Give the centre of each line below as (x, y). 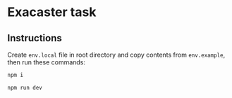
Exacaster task (52, 12)
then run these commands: (47, 62)
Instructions (35, 38)
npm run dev (25, 87)
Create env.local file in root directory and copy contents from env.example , (116, 55)
